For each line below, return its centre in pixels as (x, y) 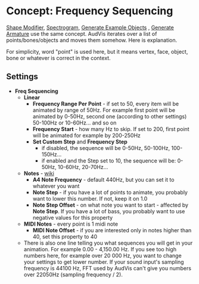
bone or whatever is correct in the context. (59, 58)
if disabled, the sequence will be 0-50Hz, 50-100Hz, (106, 148)
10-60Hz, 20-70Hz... (83, 167)
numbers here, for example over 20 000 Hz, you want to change (102, 255)
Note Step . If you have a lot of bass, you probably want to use (109, 211)
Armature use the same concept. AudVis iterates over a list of (82, 33)
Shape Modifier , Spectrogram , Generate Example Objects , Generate (90, 27)
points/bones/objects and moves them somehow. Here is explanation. (92, 40)
